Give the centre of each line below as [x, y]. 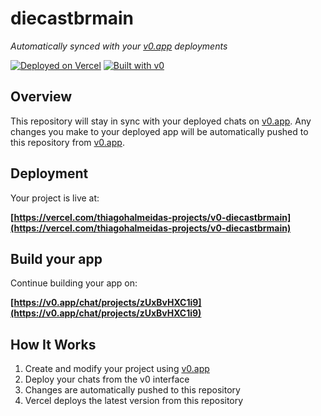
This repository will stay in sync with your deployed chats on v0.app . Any [161, 121]
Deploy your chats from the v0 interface [107, 379]
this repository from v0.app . [67, 142]
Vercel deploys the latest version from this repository [134, 401]
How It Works [53, 344]
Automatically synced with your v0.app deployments [119, 46]
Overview [41, 97]
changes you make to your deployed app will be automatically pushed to [159, 131]
